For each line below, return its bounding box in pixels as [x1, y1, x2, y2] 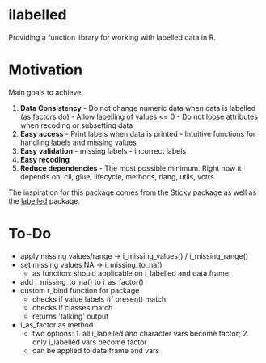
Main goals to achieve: [8, 87, 83, 97]
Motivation [8, 61, 83, 79]
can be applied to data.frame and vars [32, 345, 160, 355]
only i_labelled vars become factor [32, 337, 147, 347]
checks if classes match [32, 302, 113, 312]
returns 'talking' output [32, 311, 109, 321]
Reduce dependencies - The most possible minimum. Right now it [19, 163, 242, 173]
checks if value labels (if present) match [32, 293, 167, 304]
